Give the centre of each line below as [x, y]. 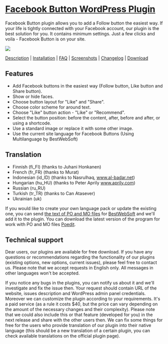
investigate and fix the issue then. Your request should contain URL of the [81, 288]
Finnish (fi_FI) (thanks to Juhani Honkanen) [57, 166]
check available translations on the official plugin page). [63, 336]
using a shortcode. [32, 123]
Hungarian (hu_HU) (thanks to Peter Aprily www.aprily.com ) [74, 182]
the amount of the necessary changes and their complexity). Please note [80, 309]
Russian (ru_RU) [29, 188]
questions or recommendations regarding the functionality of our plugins [80, 257]
